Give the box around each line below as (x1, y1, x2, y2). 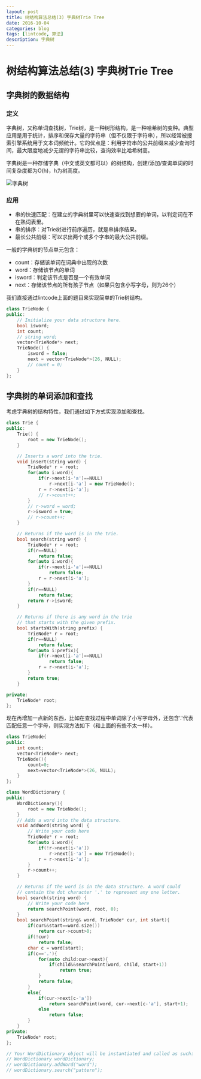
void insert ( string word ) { (17, 459, 87, 465)
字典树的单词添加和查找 (6, 391, 93, 401)
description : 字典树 (6, 37, 55, 43)
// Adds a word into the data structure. (17, 817, 121, 823)
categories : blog (6, 25, 50, 32)
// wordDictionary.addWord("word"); (6, 1062, 98, 1068)
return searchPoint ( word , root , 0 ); (28, 906, 119, 912)
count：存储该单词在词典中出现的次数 (14, 259, 108, 266)
